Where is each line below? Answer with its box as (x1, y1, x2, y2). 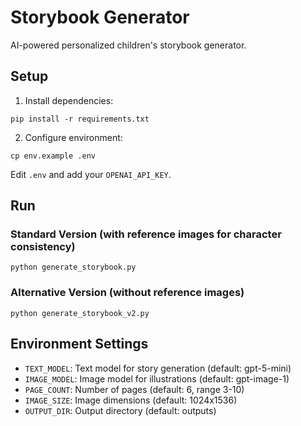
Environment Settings (10, 336, 149, 353)
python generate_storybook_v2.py (10, 308, 150, 318)
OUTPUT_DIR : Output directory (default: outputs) (24, 404, 217, 416)
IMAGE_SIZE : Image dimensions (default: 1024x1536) (24, 394, 238, 406)
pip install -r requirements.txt (10, 114, 150, 124)
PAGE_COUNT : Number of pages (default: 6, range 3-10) (24, 383, 245, 395)
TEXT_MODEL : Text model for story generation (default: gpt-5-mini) (24, 362, 292, 374)
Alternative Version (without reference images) (10, 286, 245, 300)
